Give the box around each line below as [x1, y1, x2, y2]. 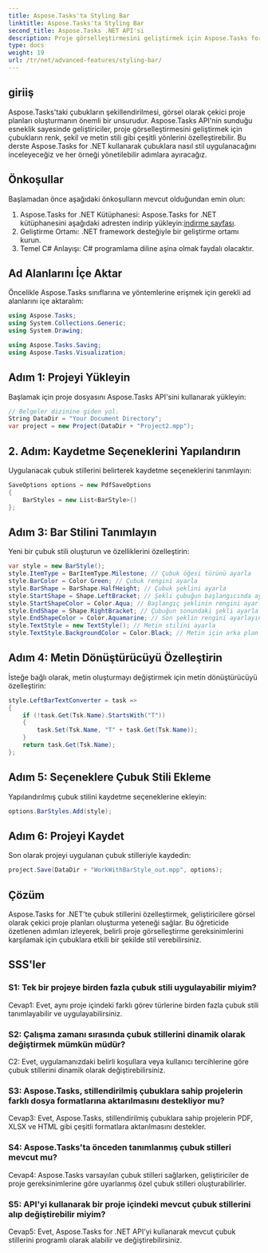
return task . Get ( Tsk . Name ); [22, 741, 116, 749]
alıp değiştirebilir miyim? [8, 1208, 106, 1219]
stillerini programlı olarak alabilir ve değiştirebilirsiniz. [8, 1235, 183, 1244]
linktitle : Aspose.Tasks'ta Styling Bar [8, 19, 145, 27]
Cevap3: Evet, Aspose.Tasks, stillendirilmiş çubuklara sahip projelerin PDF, [8, 1113, 254, 1123]
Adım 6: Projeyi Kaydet [8, 829, 125, 843]
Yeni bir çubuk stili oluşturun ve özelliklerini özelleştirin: [8, 547, 190, 557]
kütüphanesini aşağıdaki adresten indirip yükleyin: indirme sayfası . [19, 217, 237, 228]
